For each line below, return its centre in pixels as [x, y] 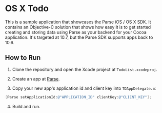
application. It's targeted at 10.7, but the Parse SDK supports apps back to [79, 37]
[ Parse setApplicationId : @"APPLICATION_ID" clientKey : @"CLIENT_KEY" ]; [78, 97]
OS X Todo [27, 8]
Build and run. [26, 106]
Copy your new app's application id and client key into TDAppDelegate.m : [84, 88]
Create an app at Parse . [36, 79]
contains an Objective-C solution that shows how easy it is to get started [78, 27]
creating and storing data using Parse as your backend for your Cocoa [76, 32]
